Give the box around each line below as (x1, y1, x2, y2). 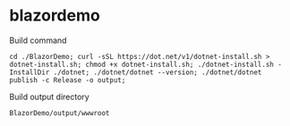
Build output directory (9, 91, 90, 102)
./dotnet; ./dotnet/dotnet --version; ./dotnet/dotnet (53, 68, 262, 77)
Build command (9, 35, 67, 46)
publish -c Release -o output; (9, 75, 126, 85)
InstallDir (9, 68, 50, 77)
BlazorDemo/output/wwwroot (9, 108, 110, 117)
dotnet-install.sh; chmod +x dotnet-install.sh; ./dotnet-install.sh (9, 60, 275, 69)
